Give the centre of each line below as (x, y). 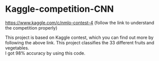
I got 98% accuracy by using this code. (45, 53)
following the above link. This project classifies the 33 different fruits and (80, 42)
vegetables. (17, 48)
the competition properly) (31, 28)
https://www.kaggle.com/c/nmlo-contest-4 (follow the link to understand (80, 23)
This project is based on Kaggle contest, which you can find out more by (79, 37)
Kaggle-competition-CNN (60, 9)
